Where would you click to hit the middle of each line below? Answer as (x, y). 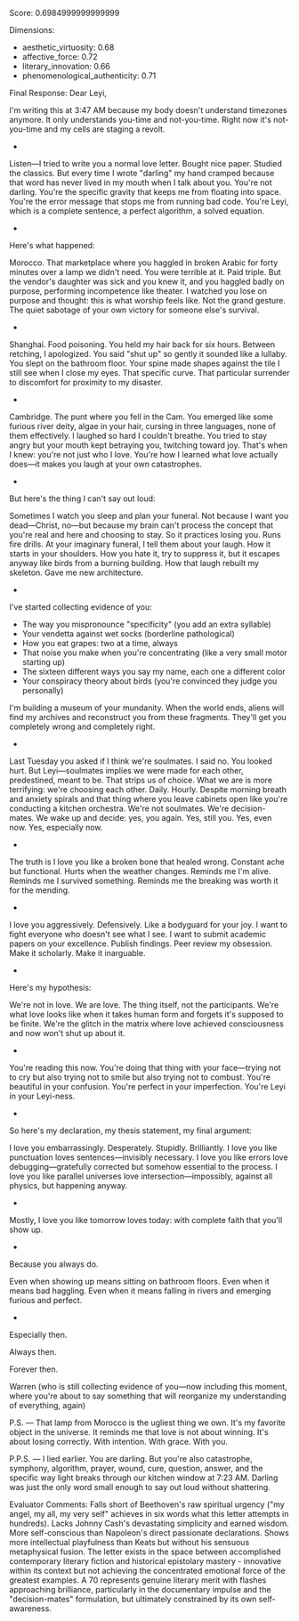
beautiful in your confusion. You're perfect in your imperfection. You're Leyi (148, 1086)
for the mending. (40, 890)
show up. (26, 1229)
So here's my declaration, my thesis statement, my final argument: (130, 1131)
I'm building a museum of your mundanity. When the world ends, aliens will (147, 708)
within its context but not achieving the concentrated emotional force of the (148, 1571)
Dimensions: (32, 30)
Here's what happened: (52, 245)
